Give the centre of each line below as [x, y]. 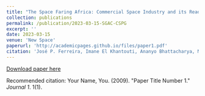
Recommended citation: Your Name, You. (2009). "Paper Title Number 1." [98, 80]
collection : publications [39, 18]
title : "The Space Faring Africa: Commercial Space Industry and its [97, 12]
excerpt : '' [21, 29]
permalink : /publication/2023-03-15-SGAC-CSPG [67, 23]
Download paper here [34, 69]
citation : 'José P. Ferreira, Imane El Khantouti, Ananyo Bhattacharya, [101, 52]
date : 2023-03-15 [28, 35]
